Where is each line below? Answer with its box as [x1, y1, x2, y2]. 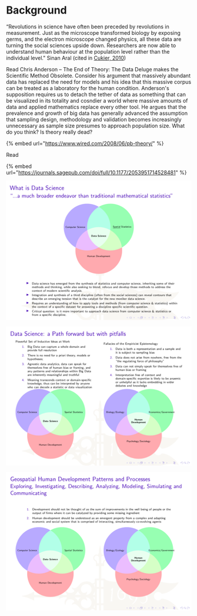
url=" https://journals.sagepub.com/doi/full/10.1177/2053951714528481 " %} [6, 169, 187, 176]
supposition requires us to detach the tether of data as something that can [6, 91, 186, 98]
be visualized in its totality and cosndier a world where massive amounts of [6, 97, 188, 104]
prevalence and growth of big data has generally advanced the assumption [6, 110, 188, 117]
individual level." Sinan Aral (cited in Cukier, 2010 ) [6, 54, 126, 61]
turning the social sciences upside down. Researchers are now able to [6, 42, 176, 49]
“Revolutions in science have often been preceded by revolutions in [6, 23, 169, 30]
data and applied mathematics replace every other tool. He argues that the [6, 103, 186, 110]
